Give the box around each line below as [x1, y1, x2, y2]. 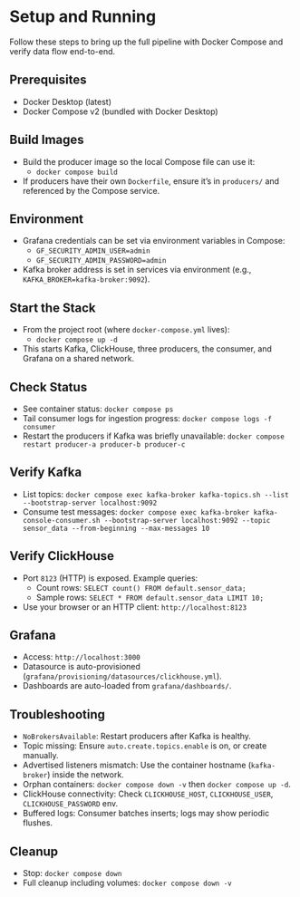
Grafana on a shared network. [22, 353, 134, 364]
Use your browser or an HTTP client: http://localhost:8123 [22, 601, 247, 612]
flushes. [22, 817, 53, 828]
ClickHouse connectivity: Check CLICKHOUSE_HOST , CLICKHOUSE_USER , [22, 788, 274, 799]
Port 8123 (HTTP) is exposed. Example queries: [22, 573, 198, 584]
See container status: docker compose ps [22, 403, 174, 414]
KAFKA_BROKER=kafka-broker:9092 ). [22, 274, 150, 285]
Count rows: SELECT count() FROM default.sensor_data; [35, 582, 247, 593]
